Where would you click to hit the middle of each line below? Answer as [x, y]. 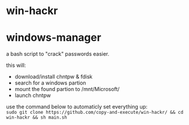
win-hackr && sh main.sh [37, 118]
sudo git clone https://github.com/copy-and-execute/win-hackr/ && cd [95, 113]
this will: [16, 65]
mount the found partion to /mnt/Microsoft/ [67, 89]
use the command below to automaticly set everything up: [77, 107]
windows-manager [54, 38]
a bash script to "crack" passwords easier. [58, 54]
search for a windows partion [50, 83]
